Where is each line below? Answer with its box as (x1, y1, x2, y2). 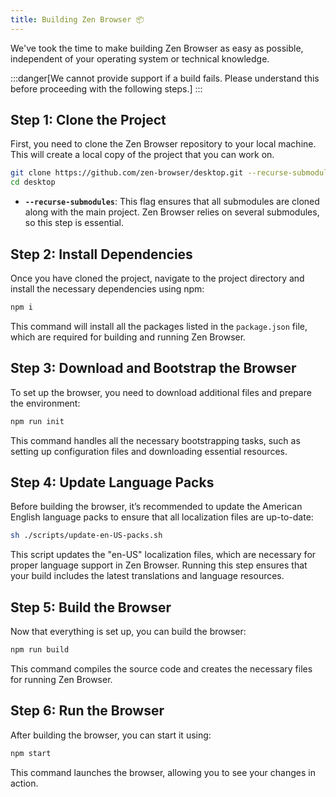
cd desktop (10, 177, 56, 188)
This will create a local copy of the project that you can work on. (10, 149, 275, 161)
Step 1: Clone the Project (10, 112, 167, 129)
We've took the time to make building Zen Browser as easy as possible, (10, 42, 304, 54)
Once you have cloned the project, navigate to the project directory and (10, 272, 305, 284)
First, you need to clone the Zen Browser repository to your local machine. (10, 138, 317, 150)
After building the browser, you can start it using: (10, 729, 212, 741)
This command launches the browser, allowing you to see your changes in (10, 766, 316, 778)
